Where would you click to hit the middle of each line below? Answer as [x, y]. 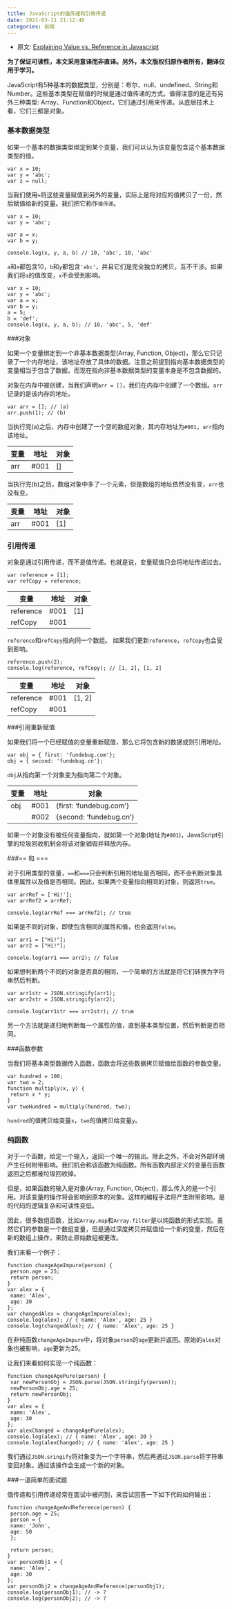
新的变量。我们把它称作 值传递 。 [75, 203]
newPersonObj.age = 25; [44, 1388]
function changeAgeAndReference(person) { [69, 1508]
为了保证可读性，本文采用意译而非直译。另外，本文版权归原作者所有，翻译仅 [116, 62]
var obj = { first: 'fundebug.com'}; [61, 755]
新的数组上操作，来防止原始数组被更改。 [65, 1238]
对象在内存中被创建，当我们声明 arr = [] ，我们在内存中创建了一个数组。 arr [115, 385]
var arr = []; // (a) [38, 407]
